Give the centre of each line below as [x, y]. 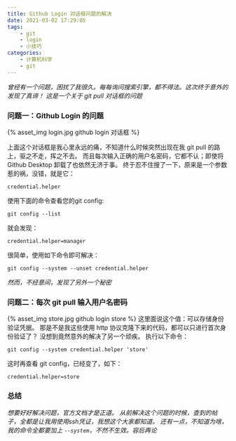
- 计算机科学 [36, 60]
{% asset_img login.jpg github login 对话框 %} [74, 132]
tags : [15, 27]
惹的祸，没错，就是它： [41, 173]
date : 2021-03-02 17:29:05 [47, 20]
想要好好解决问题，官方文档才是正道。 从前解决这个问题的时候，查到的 [109, 412]
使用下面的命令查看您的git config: [56, 200]
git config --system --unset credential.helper [78, 268]
